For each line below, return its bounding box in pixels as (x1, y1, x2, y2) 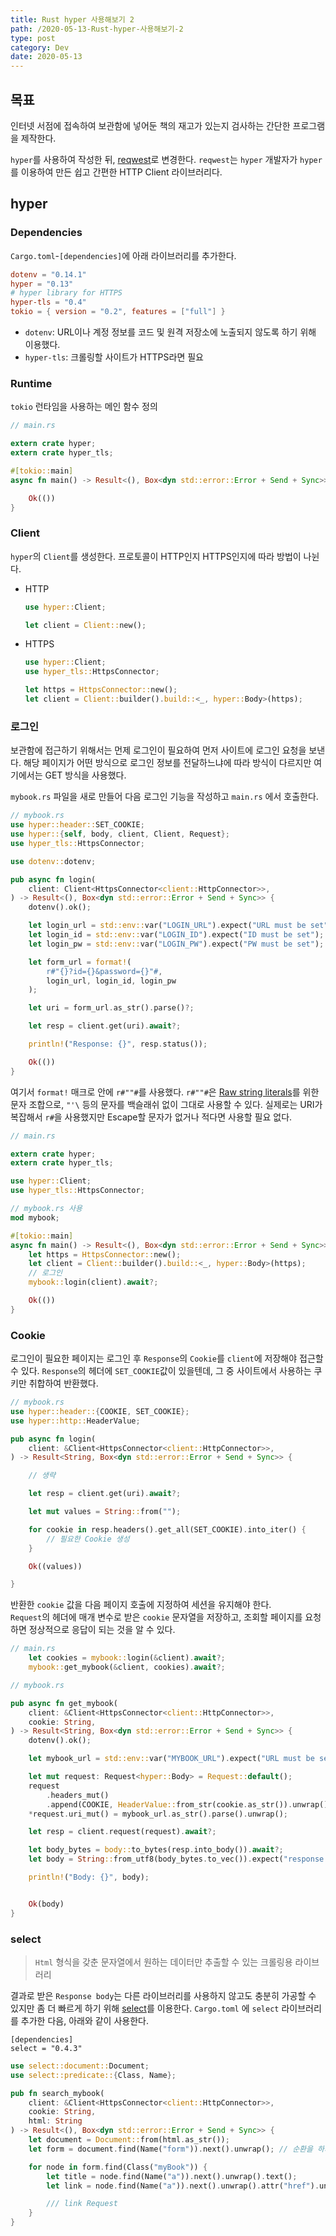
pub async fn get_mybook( (10, 1698, 118, 1708)
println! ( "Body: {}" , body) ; (28, 1872, 150, 1883)
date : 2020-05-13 (10, 52, 83, 62)
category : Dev (10, 42, 70, 53)
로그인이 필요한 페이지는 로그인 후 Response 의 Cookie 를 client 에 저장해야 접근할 (10, 1352, 324, 1365)
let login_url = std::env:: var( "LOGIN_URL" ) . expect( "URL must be (28, 921, 307, 931)
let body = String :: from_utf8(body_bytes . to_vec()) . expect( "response (28, 1854, 325, 1865)
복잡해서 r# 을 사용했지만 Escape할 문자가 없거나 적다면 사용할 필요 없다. (10, 1111, 293, 1123)
